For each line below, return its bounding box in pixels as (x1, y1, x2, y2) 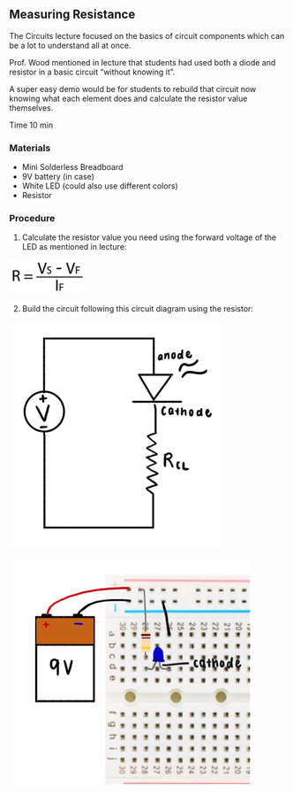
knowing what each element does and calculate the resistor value (9, 93, 248, 104)
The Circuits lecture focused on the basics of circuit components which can (9, 30, 285, 41)
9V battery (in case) (21, 172, 95, 182)
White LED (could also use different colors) (21, 181, 178, 191)
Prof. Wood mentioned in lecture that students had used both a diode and (9, 57, 276, 67)
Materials (9, 142, 51, 154)
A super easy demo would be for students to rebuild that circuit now (9, 83, 257, 94)
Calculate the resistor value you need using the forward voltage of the (21, 232, 277, 243)
